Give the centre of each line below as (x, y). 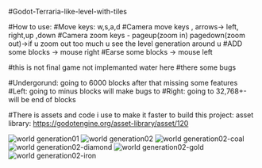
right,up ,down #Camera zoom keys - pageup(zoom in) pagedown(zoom (127, 35)
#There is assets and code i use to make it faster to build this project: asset (131, 115)
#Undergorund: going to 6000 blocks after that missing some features (123, 83)
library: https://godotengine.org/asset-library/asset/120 (98, 123)
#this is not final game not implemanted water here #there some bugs (122, 67)
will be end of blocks (42, 99)
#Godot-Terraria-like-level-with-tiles (67, 11)
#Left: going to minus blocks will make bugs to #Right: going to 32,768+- (128, 91)
